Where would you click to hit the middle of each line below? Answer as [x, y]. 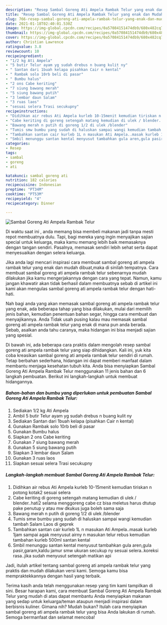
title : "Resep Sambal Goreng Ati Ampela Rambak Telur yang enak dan [78, 14]
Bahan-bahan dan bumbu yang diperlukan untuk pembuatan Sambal [79, 393]
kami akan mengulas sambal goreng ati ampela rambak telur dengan [75, 288]
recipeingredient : [25, 56]
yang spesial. [19, 335]
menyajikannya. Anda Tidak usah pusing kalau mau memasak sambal [76, 319]
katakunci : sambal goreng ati [37, 176]
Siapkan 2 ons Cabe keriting [42, 437]
